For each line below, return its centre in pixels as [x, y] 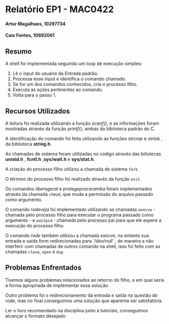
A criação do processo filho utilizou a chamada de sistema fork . [72, 169]
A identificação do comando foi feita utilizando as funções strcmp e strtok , [84, 139]
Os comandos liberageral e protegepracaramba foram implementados [79, 189]
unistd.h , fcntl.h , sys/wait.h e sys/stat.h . [50, 159]
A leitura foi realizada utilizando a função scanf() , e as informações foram [82, 123]
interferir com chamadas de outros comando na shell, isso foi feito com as [83, 246]
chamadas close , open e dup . [35, 252]
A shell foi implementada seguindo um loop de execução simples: [74, 64]
